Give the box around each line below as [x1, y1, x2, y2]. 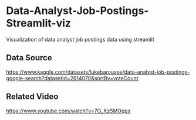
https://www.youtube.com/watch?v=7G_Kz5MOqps [6, 107, 131, 114]
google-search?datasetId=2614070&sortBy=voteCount [6, 74, 139, 81]
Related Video [6, 92, 59, 102]
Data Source [6, 53, 52, 63]
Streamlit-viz [6, 16, 72, 30]
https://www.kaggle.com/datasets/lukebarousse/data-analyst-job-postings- [6, 68, 190, 76]
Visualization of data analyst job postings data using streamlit [6, 36, 154, 43]
